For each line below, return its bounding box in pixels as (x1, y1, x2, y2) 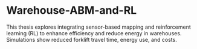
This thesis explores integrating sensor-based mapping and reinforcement (6, 23, 192, 30)
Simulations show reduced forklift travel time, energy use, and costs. (6, 36, 177, 43)
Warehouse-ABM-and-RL (6, 4, 137, 17)
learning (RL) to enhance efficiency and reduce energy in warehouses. (6, 29, 182, 36)
